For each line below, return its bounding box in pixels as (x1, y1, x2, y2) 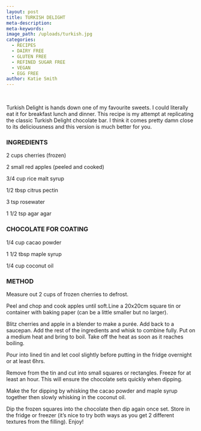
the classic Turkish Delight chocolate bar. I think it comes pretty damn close (6, 117, 194, 124)
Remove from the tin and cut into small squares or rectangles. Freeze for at (6, 369, 191, 376)
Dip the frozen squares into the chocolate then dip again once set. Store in (6, 405, 190, 412)
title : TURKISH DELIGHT (6, 14, 66, 20)
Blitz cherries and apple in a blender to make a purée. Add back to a (6, 320, 175, 328)
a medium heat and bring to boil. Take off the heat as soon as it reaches (6, 333, 184, 340)
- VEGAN (11, 64, 31, 71)
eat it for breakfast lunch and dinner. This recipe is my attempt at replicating (6, 111, 194, 118)
